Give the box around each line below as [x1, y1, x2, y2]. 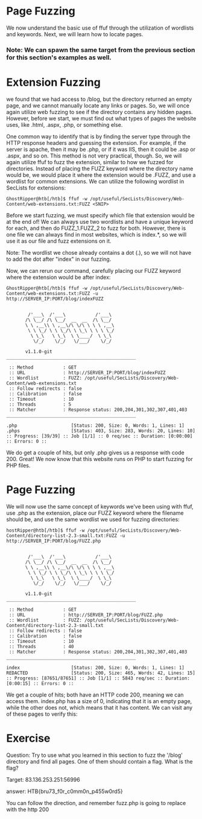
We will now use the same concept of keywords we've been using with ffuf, [6, 503, 194, 510]
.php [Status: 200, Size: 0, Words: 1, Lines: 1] [6, 422, 185, 429]
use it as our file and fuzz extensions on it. [6, 237, 112, 244]
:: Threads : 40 [8, 643, 74, 649]
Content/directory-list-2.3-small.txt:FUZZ [6, 532, 118, 538]
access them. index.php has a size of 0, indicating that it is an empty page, [6, 697, 192, 704]
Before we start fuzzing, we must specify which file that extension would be [6, 211, 195, 218]
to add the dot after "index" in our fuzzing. [6, 255, 112, 263]
